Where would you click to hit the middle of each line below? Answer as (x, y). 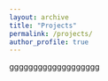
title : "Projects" (43, 26)
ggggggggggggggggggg (54, 67)
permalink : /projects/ (51, 33)
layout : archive (39, 17)
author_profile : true (49, 42)
